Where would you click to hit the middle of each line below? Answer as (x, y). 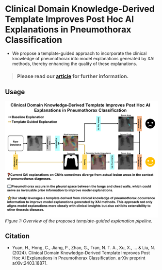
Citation (17, 236)
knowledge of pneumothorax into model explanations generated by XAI (83, 58)
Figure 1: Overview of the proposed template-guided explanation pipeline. (79, 221)
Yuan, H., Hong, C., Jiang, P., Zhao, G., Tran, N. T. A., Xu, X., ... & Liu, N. (83, 248)
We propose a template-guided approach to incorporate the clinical (79, 53)
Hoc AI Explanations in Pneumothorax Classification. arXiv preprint (79, 258)
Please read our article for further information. (73, 76)
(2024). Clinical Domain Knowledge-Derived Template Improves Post (81, 253)
